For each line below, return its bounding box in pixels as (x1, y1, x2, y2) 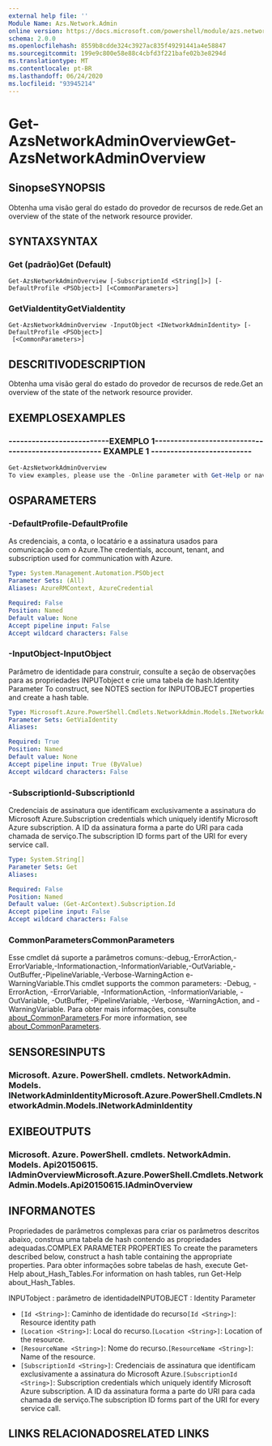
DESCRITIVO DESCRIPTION (8, 357, 146, 371)
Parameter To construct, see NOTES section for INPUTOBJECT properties (8, 683, 255, 693)
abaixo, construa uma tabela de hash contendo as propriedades (8, 1234, 222, 1244)
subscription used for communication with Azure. (8, 554, 173, 564)
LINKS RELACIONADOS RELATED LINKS (8, 1427, 210, 1441)
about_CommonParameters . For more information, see (8, 1013, 188, 1023)
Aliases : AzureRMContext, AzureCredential (8, 585, 154, 593)
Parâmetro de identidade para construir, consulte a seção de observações (8, 666, 257, 676)
